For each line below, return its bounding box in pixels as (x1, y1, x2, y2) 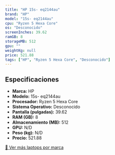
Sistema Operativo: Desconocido (12, 104, 81, 110)
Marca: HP (12, 89, 34, 94)
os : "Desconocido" (5, 25, 43, 30)
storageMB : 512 (5, 39, 36, 44)
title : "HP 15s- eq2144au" (5, 7, 60, 12)
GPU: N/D (12, 125, 32, 131)
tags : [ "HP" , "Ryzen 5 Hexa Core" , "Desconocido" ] (5, 57, 111, 62)
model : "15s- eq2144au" (5, 16, 54, 21)
